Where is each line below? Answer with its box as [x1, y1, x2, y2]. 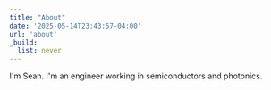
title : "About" [9, 12, 66, 22]
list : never [17, 46, 63, 55]
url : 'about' [9, 29, 58, 38]
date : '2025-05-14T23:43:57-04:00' [9, 21, 142, 30]
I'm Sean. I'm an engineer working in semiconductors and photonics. [9, 70, 263, 81]
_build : [9, 37, 38, 47]
